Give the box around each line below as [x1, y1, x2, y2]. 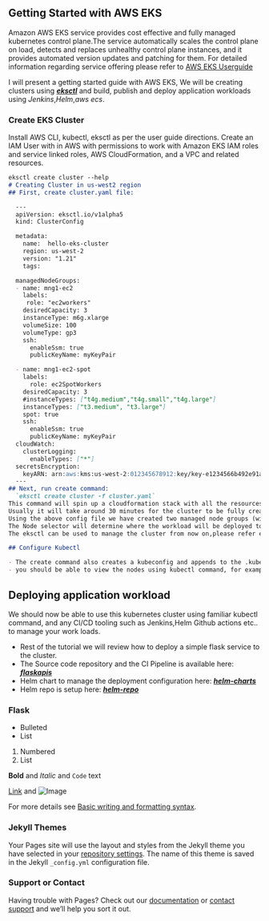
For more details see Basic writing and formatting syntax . [8, 802, 197, 812]
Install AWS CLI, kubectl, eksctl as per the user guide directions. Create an [8, 132, 254, 143]
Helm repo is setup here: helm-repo [19, 685, 139, 694]
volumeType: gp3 [22, 329, 78, 337]
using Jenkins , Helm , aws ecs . [8, 94, 106, 103]
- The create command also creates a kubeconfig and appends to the [8, 559, 242, 567]
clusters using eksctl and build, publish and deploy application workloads [8, 86, 251, 95]
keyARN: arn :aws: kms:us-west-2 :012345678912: [22, 470, 178, 478]
